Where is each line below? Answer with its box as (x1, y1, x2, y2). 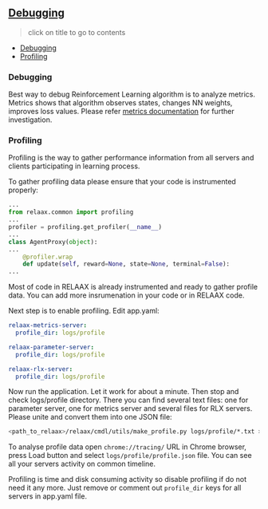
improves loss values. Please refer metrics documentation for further (8, 107, 235, 116)
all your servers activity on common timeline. (8, 459, 156, 469)
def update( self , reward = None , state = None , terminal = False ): (22, 260, 230, 268)
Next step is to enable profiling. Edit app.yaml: (8, 306, 160, 316)
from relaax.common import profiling (8, 208, 134, 216)
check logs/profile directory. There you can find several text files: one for (8, 395, 249, 405)
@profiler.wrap (22, 253, 73, 261)
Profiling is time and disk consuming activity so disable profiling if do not (8, 475, 247, 484)
